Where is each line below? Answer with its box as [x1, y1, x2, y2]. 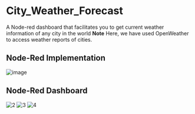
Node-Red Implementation [6, 53, 106, 63]
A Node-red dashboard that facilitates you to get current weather [6, 24, 164, 31]
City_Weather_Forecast [6, 4, 124, 18]
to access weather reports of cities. [6, 36, 92, 43]
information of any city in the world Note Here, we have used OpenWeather [6, 29, 189, 36]
